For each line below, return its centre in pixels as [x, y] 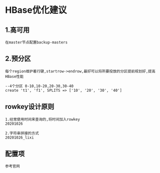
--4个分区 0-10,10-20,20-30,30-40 [39, 86]
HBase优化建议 [36, 10]
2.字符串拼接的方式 [22, 133]
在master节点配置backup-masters [36, 42]
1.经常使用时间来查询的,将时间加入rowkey [43, 119]
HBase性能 [14, 76]
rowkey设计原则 [30, 107]
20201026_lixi [20, 138]
